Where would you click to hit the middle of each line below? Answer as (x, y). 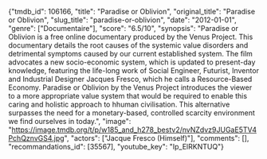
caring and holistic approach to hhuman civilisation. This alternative (119, 104)
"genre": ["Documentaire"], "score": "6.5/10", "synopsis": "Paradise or (124, 28)
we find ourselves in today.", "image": (70, 121)
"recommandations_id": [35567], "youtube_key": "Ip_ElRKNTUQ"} (116, 147)
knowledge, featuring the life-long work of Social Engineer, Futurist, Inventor (133, 70)
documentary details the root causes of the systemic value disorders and (128, 45)
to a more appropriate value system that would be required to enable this (128, 96)
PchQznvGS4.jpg (37, 138)
